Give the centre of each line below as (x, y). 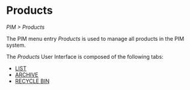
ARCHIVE (26, 74)
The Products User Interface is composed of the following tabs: (85, 56)
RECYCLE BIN (32, 81)
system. (16, 45)
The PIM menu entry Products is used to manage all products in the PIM (95, 38)
